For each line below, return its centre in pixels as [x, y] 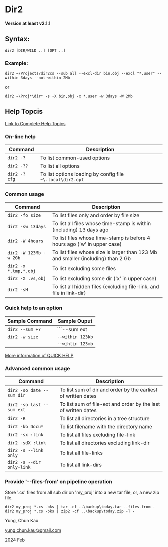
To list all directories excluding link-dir [105, 443]
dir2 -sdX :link [27, 443]
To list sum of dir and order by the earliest [109, 390]
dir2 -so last [24, 405]
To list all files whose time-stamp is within [102, 224]
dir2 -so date [24, 391]
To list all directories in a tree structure [105, 419]
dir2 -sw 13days [27, 227]
